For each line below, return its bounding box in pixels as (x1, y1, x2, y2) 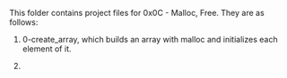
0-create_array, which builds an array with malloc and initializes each (22, 35, 278, 44)
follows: (9, 17, 39, 27)
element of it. (22, 43, 72, 54)
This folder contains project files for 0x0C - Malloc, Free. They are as (9, 8, 265, 18)
